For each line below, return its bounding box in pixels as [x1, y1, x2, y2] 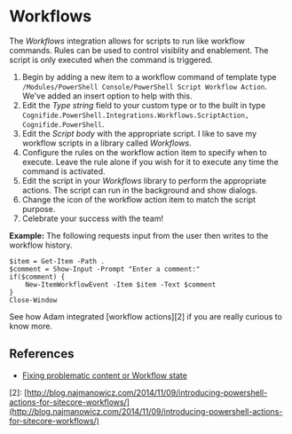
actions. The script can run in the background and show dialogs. [21, 185, 258, 195]
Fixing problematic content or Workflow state [21, 370, 188, 381]
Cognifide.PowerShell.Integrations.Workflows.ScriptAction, [21, 111, 249, 120]
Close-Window [9, 296, 58, 304]
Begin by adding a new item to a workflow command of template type [21, 71, 277, 82]
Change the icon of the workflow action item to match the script [21, 193, 256, 205]
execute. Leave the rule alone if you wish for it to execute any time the [21, 156, 280, 167]
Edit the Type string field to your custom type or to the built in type [21, 99, 266, 110]
